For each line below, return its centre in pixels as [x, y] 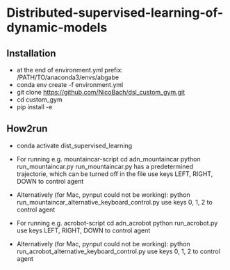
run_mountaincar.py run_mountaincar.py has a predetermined [105, 166]
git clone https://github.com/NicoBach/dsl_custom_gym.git [101, 92]
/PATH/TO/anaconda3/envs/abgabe [68, 77]
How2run [27, 129]
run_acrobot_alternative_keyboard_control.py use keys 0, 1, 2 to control [118, 251]
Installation [31, 53]
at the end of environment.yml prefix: [69, 70]
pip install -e [34, 107]
